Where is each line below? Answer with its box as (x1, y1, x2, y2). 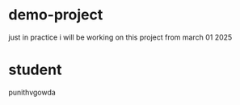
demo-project (8, 6, 103, 24)
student (8, 61, 62, 79)
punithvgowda (8, 87, 57, 97)
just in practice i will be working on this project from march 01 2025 (8, 32, 233, 42)
